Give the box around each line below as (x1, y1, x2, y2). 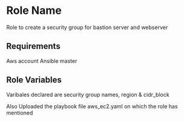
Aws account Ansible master (6, 57, 77, 64)
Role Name (6, 4, 62, 18)
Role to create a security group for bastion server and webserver (6, 24, 168, 31)
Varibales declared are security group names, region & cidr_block (6, 91, 169, 98)
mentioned (6, 109, 33, 116)
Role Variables (6, 75, 62, 85)
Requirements (6, 41, 61, 51)
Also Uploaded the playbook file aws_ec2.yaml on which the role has (6, 102, 178, 110)
